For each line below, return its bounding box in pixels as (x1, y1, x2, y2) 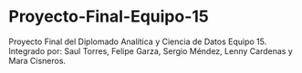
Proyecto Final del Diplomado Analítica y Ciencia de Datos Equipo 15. (8, 36, 267, 47)
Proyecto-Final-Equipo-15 (8, 6, 209, 27)
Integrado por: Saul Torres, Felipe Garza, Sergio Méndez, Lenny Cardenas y (8, 45, 293, 56)
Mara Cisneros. (8, 55, 66, 66)
